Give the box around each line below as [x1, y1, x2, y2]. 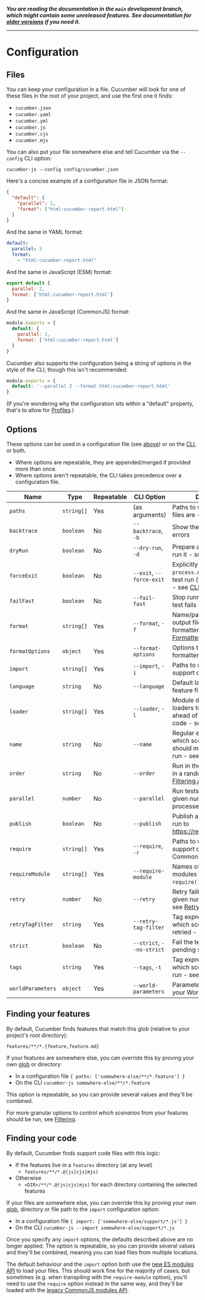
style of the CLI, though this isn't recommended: [6, 366, 128, 373]
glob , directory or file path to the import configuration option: [6, 1205, 160, 1213]
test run [171, 575, 195, 583]
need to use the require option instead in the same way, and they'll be [6, 1280, 183, 1287]
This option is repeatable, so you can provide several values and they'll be [6, 1091, 193, 1098]
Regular [171, 729, 195, 737]
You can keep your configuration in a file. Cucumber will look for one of [6, 85, 186, 93]
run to [171, 819, 189, 828]
